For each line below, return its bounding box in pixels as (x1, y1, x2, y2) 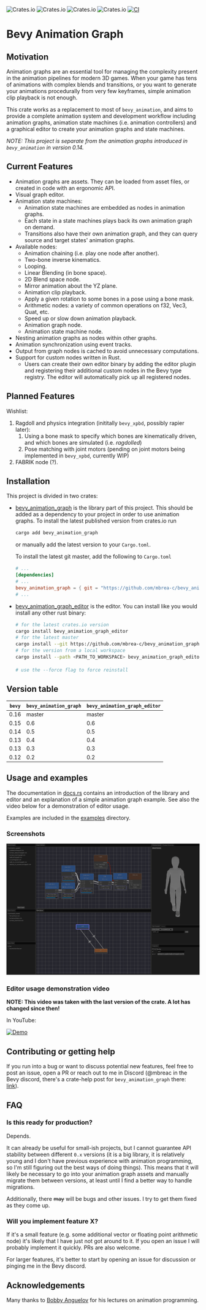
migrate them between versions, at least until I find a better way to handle (6, 1176, 193, 1184)
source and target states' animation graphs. (24, 236, 135, 243)
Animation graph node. (24, 321, 83, 328)
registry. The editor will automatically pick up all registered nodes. (24, 373, 191, 380)
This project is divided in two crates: (6, 492, 98, 500)
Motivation (6, 52, 49, 62)
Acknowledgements (6, 1280, 85, 1290)
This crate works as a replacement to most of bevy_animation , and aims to (6, 106, 193, 113)
